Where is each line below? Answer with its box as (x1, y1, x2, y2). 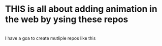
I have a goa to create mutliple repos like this (5, 35, 96, 41)
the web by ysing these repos (5, 14, 129, 25)
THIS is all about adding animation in (5, 3, 158, 15)
